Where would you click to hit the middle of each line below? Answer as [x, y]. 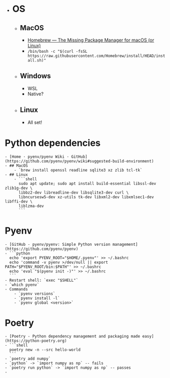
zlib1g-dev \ [19, 188]
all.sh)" [37, 60]
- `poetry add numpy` [28, 359]
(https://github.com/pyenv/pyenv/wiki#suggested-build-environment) [79, 161]
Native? [36, 94]
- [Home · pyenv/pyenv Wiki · [37, 157]
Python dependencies [53, 143]
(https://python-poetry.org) [36, 341]
